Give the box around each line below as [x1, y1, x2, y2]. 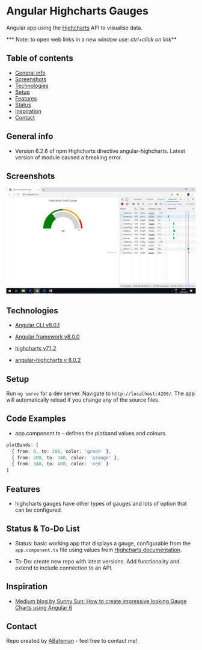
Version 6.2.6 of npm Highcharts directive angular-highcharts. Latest [14, 147, 185, 155]
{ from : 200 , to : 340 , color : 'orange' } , [11, 455, 120, 461]
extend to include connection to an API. [14, 564, 113, 571]
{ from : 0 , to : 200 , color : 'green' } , [11, 448, 112, 455]
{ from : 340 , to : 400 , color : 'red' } [11, 461, 109, 467]
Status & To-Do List [6, 524, 80, 534]
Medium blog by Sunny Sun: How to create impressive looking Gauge [14, 597, 188, 605]
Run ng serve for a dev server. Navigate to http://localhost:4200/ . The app [6, 390, 195, 397]
